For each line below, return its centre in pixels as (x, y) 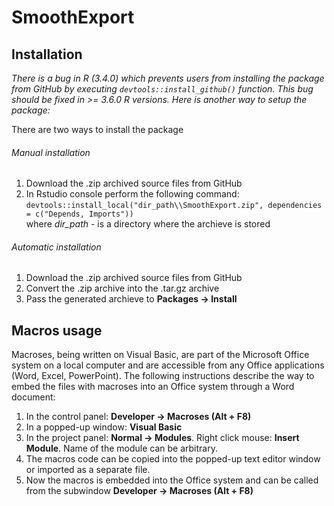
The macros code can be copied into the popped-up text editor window (173, 459)
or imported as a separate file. (88, 470)
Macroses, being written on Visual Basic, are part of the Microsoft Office (160, 355)
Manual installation (51, 152)
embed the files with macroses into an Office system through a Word (153, 387)
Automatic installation (56, 247)
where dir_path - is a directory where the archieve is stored (148, 224)
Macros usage (57, 330)
